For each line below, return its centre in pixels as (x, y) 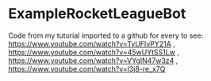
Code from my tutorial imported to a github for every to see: (106, 35)
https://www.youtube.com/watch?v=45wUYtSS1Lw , (94, 52)
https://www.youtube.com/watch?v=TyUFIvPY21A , (92, 43)
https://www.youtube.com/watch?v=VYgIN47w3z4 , (93, 61)
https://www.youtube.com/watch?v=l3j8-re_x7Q (87, 68)
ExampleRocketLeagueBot (97, 14)
